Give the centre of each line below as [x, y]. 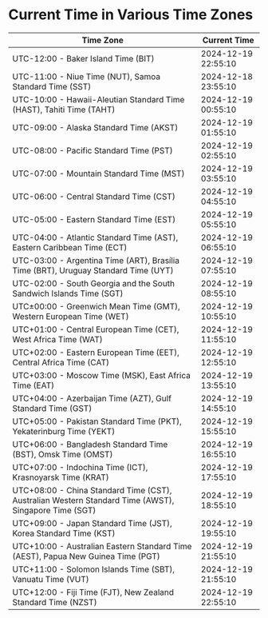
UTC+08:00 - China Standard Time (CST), [92, 490]
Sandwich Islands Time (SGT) [68, 293]
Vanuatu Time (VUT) [51, 579]
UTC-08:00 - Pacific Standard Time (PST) [93, 150]
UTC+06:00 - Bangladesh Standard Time [90, 444]
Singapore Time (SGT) [54, 510]
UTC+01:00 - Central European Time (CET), [96, 329]
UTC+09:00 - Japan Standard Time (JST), [93, 523]
